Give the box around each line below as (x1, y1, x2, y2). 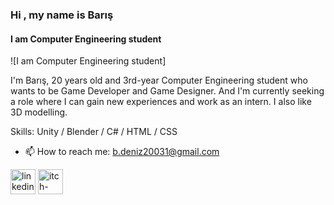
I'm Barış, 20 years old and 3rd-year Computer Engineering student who (10, 74, 308, 87)
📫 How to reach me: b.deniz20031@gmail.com (24, 146, 220, 158)
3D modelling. (10, 106, 68, 118)
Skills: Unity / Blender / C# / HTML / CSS (10, 126, 178, 138)
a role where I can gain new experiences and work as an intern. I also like (10, 96, 312, 108)
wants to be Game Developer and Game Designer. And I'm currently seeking (10, 85, 325, 97)
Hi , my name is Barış (10, 8, 114, 22)
